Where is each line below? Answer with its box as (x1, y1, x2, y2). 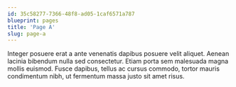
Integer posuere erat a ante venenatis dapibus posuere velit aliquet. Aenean (7, 50, 230, 58)
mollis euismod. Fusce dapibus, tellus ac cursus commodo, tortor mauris (7, 64, 220, 73)
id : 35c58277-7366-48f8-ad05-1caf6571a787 (7, 10, 135, 18)
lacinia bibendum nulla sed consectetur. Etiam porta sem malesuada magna (7, 57, 229, 66)
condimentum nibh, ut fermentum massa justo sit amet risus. (7, 72, 185, 81)
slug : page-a (7, 30, 46, 37)
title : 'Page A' (7, 23, 55, 30)
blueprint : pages (7, 17, 59, 24)
